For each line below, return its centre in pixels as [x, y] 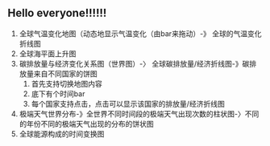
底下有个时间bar [58, 93]
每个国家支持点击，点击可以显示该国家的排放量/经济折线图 [128, 103]
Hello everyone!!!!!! [57, 13]
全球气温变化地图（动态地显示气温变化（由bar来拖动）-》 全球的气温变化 [141, 33]
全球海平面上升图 [48, 53]
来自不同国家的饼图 [65, 73]
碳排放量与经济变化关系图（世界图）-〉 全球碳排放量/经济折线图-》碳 [134, 63]
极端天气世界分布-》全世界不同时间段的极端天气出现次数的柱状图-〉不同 [139, 114]
